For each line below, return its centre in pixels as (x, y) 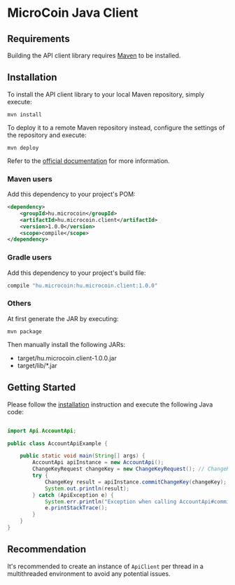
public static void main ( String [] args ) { (83, 456)
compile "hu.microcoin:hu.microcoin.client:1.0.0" (83, 286)
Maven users (30, 178)
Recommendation (47, 550)
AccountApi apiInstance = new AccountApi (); (98, 463)
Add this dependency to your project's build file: (77, 273)
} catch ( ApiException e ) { (73, 495)
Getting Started (42, 387)
